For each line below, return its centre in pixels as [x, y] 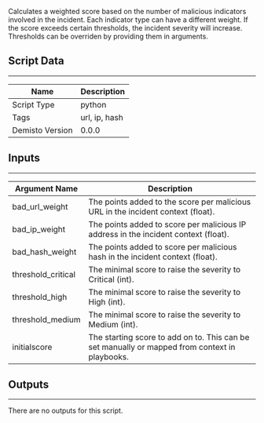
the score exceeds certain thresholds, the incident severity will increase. [125, 28]
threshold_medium [46, 319]
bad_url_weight [40, 206]
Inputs [24, 158]
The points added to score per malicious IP [167, 224]
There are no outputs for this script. [66, 410]
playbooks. [109, 356]
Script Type [33, 104]
